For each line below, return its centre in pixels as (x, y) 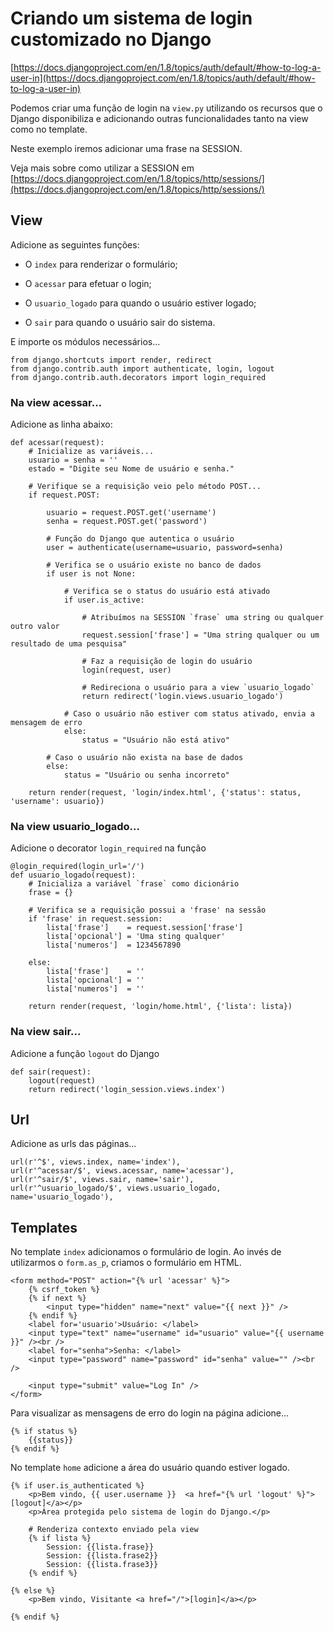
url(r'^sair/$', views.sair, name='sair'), (102, 1180)
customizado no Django (111, 39)
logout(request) (62, 1080)
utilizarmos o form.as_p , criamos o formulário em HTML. (126, 1263)
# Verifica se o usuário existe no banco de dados (154, 565)
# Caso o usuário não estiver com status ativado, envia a (189, 714)
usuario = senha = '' (73, 460)
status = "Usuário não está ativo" (155, 740)
